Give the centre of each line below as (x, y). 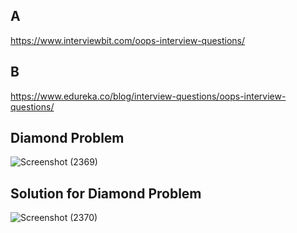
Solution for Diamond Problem (106, 193)
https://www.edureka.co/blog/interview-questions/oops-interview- (148, 96)
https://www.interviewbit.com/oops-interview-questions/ (128, 40)
